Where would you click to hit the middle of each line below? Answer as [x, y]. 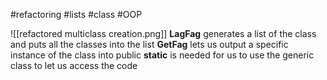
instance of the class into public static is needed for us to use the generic [162, 55]
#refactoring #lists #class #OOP [76, 14]
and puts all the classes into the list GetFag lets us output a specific [149, 44]
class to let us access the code [74, 65]
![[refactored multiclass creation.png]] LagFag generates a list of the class [163, 33]
